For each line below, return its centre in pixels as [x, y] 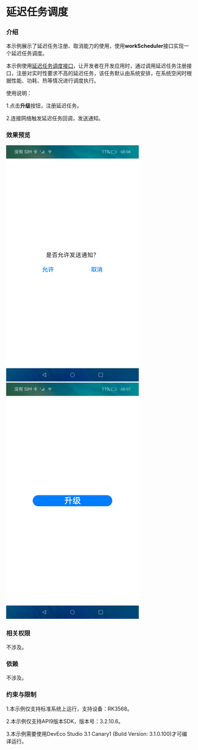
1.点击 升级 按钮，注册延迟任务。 [44, 106]
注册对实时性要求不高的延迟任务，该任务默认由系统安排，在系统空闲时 [101, 73]
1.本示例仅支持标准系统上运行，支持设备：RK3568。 [69, 709]
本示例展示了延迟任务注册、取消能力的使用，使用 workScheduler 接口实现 [95, 46]
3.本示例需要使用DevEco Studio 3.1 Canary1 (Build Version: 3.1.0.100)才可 [94, 733]
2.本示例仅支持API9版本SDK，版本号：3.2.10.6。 [65, 721]
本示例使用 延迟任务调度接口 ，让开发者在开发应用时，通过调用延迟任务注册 [96, 66]
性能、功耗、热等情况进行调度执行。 [55, 81]
